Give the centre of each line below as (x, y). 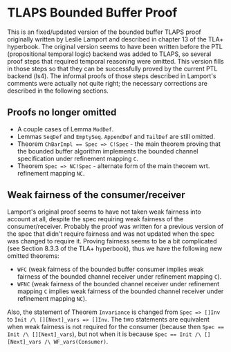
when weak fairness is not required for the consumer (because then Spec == (116, 326)
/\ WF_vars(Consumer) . (76, 341)
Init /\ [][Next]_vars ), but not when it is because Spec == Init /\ (104, 334)
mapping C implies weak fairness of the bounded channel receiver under (120, 291)
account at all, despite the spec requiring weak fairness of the (95, 219)
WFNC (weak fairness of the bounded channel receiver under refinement (118, 284)
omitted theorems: (34, 256)
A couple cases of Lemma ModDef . (65, 129)
